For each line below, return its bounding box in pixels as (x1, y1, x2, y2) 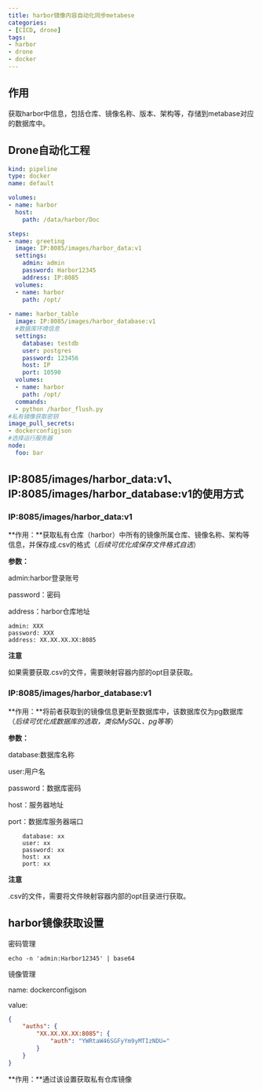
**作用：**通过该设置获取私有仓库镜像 (8, 1074, 133, 1084)
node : (8, 441, 26, 449)
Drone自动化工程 (8, 144, 90, 157)
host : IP (22, 361, 51, 369)
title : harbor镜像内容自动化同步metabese (8, 11, 135, 20)
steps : (8, 229, 30, 238)
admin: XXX (8, 622, 44, 631)
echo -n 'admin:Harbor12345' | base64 (8, 954, 135, 962)
